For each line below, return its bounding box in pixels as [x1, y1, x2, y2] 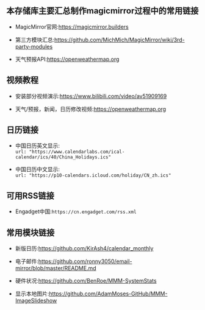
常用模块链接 [6, 227, 55, 238]
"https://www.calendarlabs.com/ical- [29, 149, 125, 155]
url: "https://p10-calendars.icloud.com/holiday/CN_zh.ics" [15, 172, 171, 178]
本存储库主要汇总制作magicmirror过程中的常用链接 [6, 5, 199, 16]
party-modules [15, 43, 53, 50]
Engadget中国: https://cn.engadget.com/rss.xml [15, 208, 137, 215]
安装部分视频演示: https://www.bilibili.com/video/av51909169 [15, 92, 167, 99]
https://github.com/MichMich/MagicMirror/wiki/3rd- [54, 36, 185, 43]
